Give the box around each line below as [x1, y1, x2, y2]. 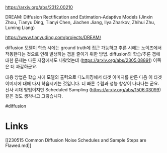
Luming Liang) [5, 25, 35, 31]
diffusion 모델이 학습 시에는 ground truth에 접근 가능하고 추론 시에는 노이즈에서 [5, 45, 162, 51]
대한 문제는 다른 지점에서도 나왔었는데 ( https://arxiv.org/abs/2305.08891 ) [5, 57, 152, 63]
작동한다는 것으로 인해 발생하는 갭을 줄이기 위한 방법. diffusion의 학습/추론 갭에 [5, 51, 160, 57]
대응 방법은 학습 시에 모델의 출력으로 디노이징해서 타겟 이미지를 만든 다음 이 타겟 [5, 74, 162, 80]
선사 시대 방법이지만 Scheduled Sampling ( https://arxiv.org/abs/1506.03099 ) [5, 87, 161, 92]
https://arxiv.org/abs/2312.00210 [5, 5, 73, 10]
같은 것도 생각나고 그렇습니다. [5, 93, 63, 99]
